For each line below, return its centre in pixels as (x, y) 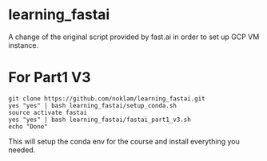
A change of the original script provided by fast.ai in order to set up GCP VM (134, 37)
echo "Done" (28, 126)
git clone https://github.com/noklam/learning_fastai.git (107, 98)
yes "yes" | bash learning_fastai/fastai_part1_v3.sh (100, 120)
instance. (24, 45)
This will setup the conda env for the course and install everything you (124, 141)
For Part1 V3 (50, 78)
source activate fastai (48, 112)
